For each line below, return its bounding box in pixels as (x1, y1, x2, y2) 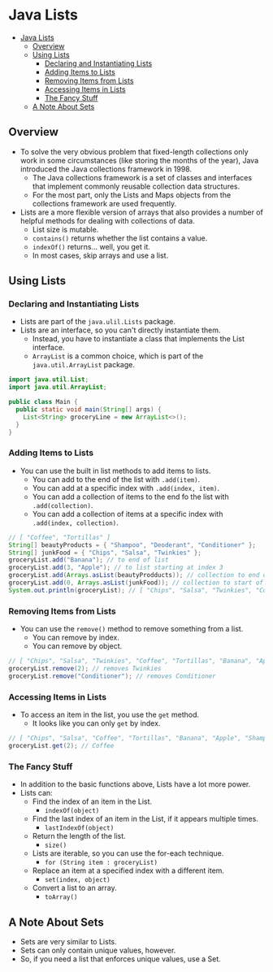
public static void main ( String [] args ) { (15, 406, 162, 414)
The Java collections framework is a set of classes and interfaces (32, 172, 253, 182)
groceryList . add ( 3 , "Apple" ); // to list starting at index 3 (8, 563, 223, 572)
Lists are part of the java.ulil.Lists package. (19, 317, 176, 327)
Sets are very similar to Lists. (19, 936, 117, 946)
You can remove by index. (32, 632, 119, 643)
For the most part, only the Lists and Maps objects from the (32, 189, 232, 200)
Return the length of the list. (32, 831, 126, 841)
